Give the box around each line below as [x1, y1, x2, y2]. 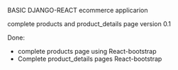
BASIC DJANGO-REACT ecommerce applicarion [7, 6, 148, 14]
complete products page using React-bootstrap [17, 47, 157, 55]
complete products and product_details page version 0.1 [7, 20, 172, 28]
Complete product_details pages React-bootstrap [17, 54, 162, 63]
